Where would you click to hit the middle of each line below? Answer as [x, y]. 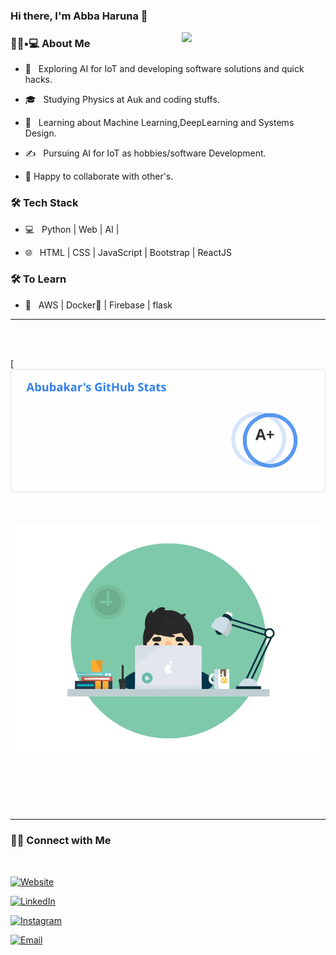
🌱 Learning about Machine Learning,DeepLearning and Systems [159, 123]
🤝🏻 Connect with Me [61, 841]
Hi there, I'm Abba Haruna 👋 [79, 16]
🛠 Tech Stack [44, 203]
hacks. [38, 80]
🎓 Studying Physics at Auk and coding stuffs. [122, 100]
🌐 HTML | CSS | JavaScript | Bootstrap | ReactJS [128, 252]
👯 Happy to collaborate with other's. [99, 176]
